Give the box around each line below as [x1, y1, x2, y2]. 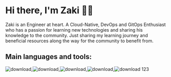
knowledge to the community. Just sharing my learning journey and [5, 32, 148, 38]
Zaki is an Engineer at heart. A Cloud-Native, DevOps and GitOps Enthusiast [5, 21, 166, 28]
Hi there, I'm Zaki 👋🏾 [5, 5, 93, 16]
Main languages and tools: [5, 53, 92, 61]
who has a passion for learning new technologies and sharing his [5, 27, 143, 33]
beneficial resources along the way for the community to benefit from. [5, 38, 154, 44]
